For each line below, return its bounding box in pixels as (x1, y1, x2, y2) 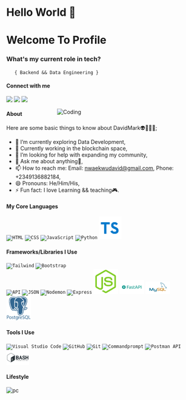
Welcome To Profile (6, 33, 107, 47)
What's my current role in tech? (6, 55, 101, 63)
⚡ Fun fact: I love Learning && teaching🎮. (15, 186, 119, 194)
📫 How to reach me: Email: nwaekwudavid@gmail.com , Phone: (15, 164, 174, 172)
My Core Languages (6, 203, 59, 210)
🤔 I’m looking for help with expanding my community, (15, 151, 148, 158)
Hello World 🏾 (6, 5, 76, 19)
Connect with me (6, 82, 50, 90)
